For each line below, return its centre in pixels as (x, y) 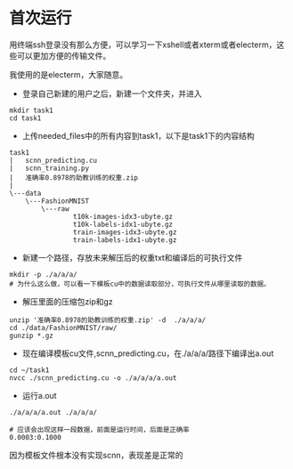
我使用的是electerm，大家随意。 (69, 74)
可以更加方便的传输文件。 (64, 55)
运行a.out (39, 395)
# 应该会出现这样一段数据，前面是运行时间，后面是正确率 (99, 429)
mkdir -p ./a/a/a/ (43, 274)
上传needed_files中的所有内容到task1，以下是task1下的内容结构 (138, 135)
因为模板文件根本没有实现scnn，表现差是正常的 (96, 455)
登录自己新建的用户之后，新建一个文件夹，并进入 (112, 93)
